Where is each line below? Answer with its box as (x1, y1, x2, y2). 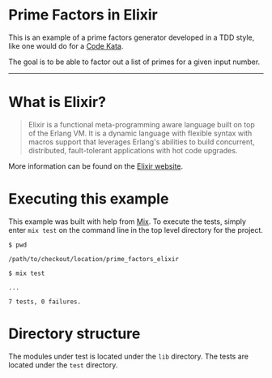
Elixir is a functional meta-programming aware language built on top (28, 119, 255, 129)
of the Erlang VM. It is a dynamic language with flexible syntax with (28, 128, 253, 138)
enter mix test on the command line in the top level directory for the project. (8, 225, 263, 234)
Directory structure (8, 324, 141, 342)
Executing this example (8, 190, 169, 208)
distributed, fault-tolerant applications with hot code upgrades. (28, 145, 238, 155)
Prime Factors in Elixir (8, 6, 158, 24)
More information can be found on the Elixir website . (8, 161, 184, 171)
